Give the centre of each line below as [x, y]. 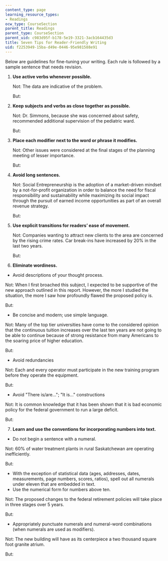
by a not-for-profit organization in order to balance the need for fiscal [84, 190]
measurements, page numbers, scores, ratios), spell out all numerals [83, 479]
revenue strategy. [31, 206]
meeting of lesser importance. [44, 155]
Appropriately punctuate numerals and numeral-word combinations [82, 524]
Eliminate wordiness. [35, 265]
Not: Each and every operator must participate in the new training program [82, 370]
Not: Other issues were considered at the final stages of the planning [83, 150]
